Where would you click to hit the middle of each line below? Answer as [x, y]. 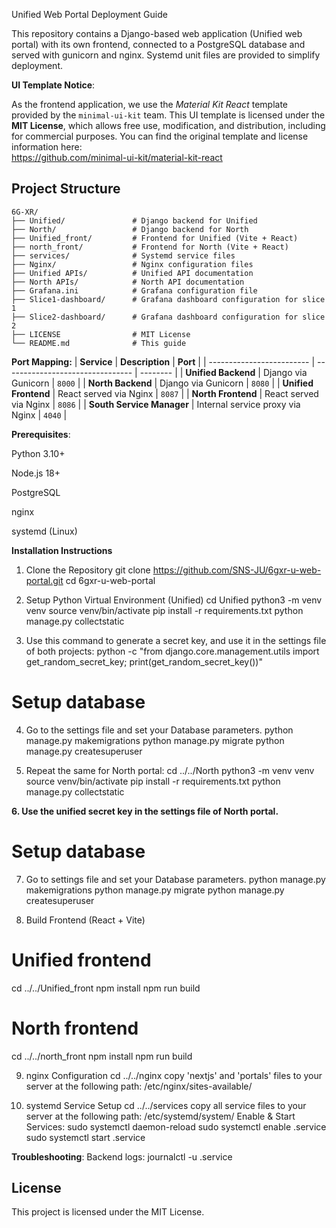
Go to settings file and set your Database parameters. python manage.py [175, 879]
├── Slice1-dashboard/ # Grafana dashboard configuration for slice [168, 299]
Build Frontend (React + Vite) [85, 920]
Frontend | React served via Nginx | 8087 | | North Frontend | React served [165, 393]
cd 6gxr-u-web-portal [110, 580]
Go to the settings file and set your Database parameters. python [159, 730]
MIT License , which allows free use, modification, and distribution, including [168, 125]
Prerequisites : [41, 434]
